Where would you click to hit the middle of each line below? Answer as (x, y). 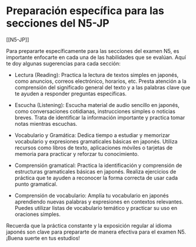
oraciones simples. (37, 214)
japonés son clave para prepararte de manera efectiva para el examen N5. (96, 232)
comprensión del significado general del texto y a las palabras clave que (102, 87)
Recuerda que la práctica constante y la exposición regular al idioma (89, 225)
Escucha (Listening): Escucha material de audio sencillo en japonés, (97, 105)
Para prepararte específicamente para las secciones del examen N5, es (93, 51)
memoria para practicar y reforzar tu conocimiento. (77, 153)
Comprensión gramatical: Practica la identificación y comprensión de (98, 165)
